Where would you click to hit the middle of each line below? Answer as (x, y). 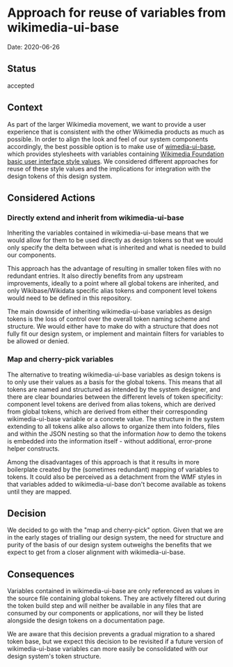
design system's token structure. (54, 657)
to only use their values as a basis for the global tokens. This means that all (115, 382)
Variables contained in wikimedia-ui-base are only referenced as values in (113, 591)
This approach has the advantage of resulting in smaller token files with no (114, 269)
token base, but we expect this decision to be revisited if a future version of (115, 641)
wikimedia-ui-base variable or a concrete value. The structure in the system (116, 418)
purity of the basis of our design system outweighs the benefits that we (110, 545)
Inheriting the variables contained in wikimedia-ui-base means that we (108, 233)
